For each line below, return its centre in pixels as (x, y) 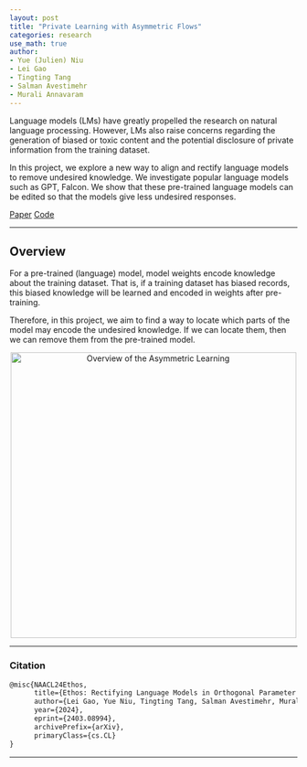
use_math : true (38, 43)
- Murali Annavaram (47, 94)
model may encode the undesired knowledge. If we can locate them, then (148, 330)
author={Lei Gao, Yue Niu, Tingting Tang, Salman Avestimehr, (154, 702)
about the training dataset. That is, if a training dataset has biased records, (150, 283)
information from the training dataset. (80, 149)
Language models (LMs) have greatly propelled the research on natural (143, 121)
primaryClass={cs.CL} (75, 735)
